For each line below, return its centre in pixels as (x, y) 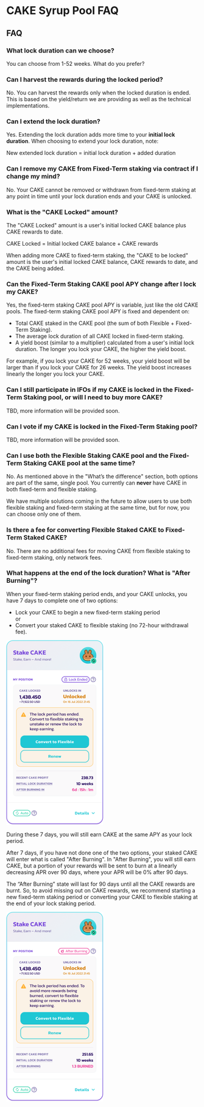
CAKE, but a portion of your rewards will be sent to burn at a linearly (92, 866)
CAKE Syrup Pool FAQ (62, 11)
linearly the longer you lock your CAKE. (55, 374)
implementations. (28, 106)
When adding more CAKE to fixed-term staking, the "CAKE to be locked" (97, 255)
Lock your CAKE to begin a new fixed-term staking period (87, 612)
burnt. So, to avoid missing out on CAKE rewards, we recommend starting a (101, 890)
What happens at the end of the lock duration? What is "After (98, 573)
